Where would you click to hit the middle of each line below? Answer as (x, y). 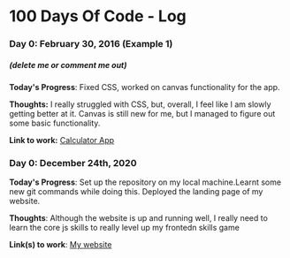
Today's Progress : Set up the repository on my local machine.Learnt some (145, 182)
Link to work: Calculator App (62, 140)
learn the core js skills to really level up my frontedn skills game (125, 228)
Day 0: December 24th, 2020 (73, 163)
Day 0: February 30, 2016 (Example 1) (91, 44)
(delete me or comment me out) (68, 64)
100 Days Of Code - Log (98, 16)
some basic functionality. (55, 123)
